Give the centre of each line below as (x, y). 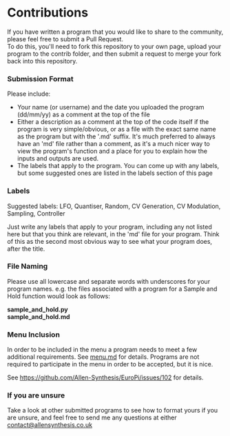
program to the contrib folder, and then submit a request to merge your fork (114, 54)
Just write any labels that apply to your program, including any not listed (109, 227)
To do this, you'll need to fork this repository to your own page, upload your (114, 46)
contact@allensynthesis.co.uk (50, 425)
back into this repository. (42, 61)
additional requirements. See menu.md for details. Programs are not (103, 357)
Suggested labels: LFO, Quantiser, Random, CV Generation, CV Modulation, (114, 206)
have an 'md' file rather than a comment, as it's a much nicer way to (113, 144)
